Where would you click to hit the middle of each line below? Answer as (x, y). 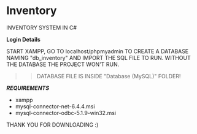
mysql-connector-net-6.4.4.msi (55, 106)
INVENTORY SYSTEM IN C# (42, 28)
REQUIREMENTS (28, 88)
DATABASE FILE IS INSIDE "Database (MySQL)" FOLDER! (109, 76)
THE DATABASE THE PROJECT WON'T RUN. (63, 64)
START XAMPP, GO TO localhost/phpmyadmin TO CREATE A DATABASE (98, 51)
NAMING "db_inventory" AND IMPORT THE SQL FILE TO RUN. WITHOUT (99, 58)
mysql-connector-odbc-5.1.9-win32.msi (66, 113)
